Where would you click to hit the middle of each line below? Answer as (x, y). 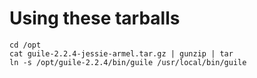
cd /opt (25, 45)
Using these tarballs (95, 18)
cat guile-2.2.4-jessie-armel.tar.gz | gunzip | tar (121, 53)
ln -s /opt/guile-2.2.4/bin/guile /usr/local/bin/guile (128, 62)
